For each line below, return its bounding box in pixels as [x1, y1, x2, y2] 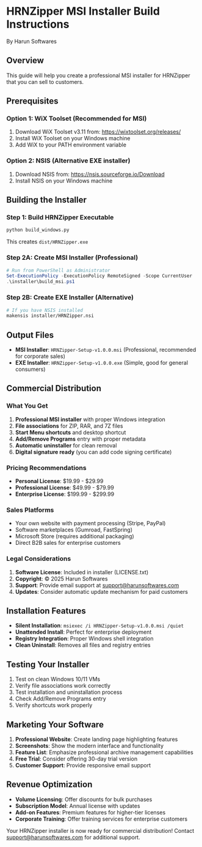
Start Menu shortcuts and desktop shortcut [15, 428, 126, 436]
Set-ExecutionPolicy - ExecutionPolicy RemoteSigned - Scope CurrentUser [6, 273, 192, 279]
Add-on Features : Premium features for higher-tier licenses [15, 808, 166, 816]
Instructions [6, 17, 70, 31]
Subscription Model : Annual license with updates [15, 802, 140, 810]
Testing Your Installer [6, 659, 90, 669]
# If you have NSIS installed [6, 307, 84, 313]
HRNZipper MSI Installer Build [6, 4, 161, 18]
